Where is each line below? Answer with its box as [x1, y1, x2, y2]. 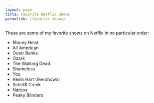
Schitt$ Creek [12, 82, 41, 88]
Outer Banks [12, 50, 38, 56]
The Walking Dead [12, 60, 51, 67]
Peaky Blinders [12, 92, 43, 98]
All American [12, 45, 39, 51]
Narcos [12, 87, 28, 93]
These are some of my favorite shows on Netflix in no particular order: [5, 30, 150, 36]
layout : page [5, 7, 32, 12]
